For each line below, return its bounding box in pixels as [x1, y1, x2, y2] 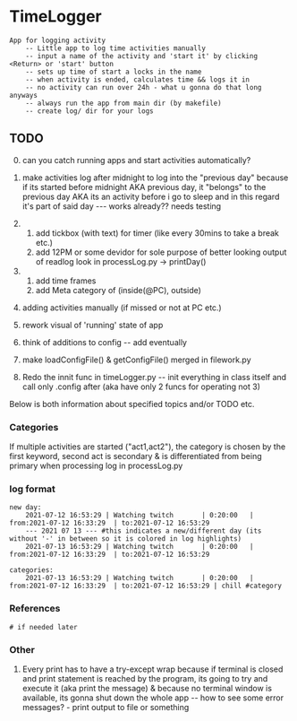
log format [9, 482, 56, 495]
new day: [9, 503, 42, 512]
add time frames [35, 275, 97, 286]
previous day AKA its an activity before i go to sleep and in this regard [21, 191, 280, 202]
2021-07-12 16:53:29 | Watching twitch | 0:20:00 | [25, 511, 254, 520]
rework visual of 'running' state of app [21, 319, 164, 330]
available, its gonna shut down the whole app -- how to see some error [21, 692, 284, 703]
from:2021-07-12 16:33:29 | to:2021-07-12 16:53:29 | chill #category [9, 581, 282, 591]
